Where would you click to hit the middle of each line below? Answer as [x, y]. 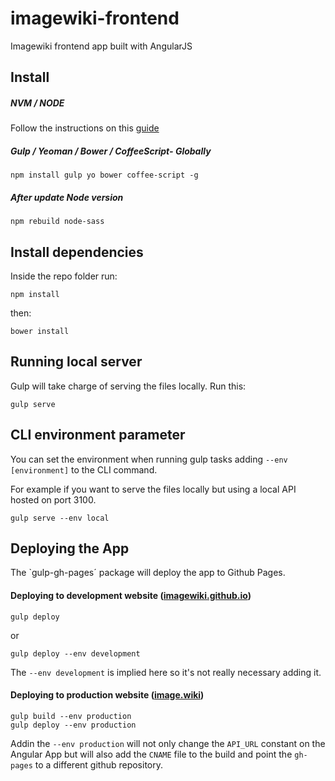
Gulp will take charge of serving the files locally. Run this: [128, 386]
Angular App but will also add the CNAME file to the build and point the [151, 754]
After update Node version [67, 197]
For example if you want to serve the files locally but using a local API [153, 489]
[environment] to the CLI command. [84, 469]
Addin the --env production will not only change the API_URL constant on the [168, 743]
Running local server [76, 362]
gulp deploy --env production [73, 725]
